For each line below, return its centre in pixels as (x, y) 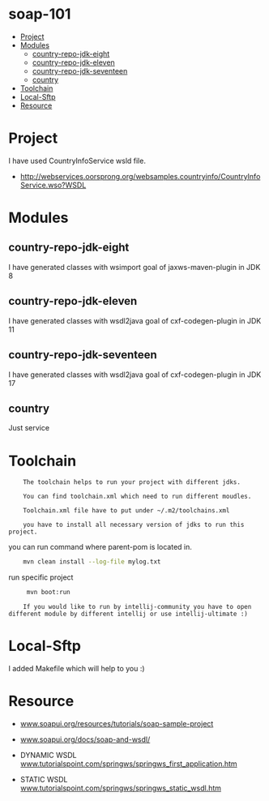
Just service (29, 428)
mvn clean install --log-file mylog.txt (92, 562)
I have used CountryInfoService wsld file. (77, 161)
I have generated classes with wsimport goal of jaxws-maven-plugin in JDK (134, 267)
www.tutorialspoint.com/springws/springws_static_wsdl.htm (120, 788)
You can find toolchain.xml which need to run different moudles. (137, 497)
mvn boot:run (48, 593)
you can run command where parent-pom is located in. (100, 547)
